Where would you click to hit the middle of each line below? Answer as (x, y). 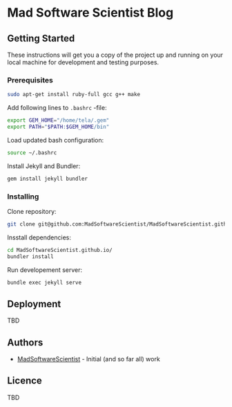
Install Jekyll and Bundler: (44, 166)
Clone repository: (32, 211)
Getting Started (41, 38)
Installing (23, 197)
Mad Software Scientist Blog (90, 13)
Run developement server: (45, 270)
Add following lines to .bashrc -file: (57, 108)
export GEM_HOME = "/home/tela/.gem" (58, 120)
